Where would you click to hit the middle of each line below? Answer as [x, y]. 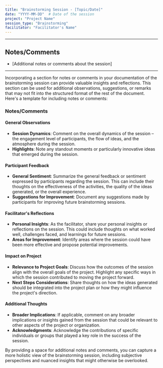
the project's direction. [35, 292]
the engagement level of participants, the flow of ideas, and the [75, 139]
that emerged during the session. [45, 155]
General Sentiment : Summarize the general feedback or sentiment [79, 176]
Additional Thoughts [26, 304]
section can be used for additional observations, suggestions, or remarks [78, 88]
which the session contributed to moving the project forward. [73, 277]
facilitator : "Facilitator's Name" [41, 28]
